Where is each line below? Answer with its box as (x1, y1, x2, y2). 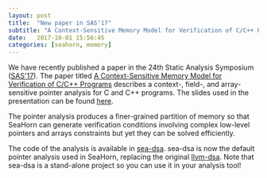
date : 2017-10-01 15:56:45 (8, 33, 105, 42)
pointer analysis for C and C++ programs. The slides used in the (39, 88, 249, 97)
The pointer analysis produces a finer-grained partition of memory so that (8, 112, 250, 121)
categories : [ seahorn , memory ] (8, 41, 112, 49)
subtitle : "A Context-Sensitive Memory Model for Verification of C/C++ (8, 26, 254, 34)
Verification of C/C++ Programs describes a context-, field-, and (8, 80, 220, 89)
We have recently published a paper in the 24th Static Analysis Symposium (8, 62, 254, 72)
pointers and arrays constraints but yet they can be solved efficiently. (8, 128, 236, 138)
